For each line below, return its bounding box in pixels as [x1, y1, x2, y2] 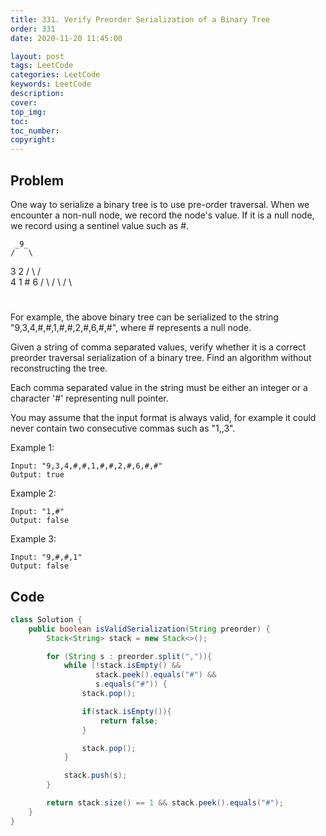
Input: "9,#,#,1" [10, 552, 83, 563]
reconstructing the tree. [10, 362, 108, 375]
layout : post [10, 51, 65, 61]
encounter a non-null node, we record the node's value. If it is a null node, [10, 209, 315, 221]
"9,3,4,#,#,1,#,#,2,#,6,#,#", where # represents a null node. [10, 322, 252, 334]
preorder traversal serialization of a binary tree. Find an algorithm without [10, 352, 312, 364]
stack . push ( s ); [63, 771, 128, 781]
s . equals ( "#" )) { [95, 679, 168, 690]
